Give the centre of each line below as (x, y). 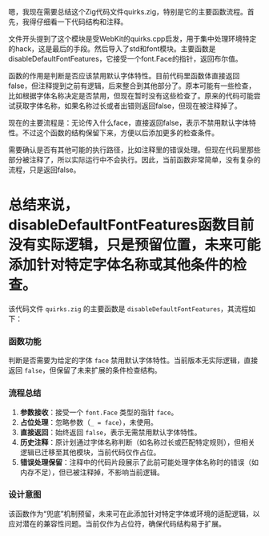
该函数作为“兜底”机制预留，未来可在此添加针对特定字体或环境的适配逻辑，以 (134, 514)
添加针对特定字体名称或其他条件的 (121, 265)
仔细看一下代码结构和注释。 (82, 22)
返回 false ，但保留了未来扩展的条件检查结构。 (85, 370)
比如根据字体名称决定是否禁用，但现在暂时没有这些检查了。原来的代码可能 (131, 96)
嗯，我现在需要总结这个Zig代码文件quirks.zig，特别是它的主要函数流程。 (128, 12)
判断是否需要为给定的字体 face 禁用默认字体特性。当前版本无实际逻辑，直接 (133, 360)
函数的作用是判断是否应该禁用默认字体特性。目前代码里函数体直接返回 (124, 76)
